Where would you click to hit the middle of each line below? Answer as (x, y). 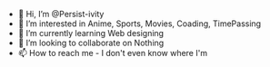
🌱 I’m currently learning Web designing (91, 33)
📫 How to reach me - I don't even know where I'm (112, 53)
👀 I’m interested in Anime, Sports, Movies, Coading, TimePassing (140, 24)
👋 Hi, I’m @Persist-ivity (61, 14)
